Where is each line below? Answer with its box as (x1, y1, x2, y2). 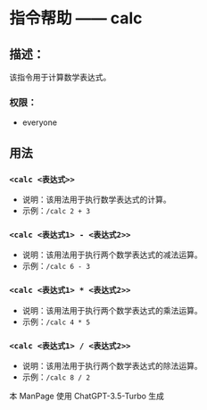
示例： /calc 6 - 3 (21, 261, 91, 272)
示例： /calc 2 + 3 (21, 205, 91, 215)
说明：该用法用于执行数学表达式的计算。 (21, 194, 171, 205)
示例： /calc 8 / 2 (21, 372, 91, 382)
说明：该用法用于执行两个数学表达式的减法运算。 (21, 249, 203, 260)
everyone (21, 117, 58, 128)
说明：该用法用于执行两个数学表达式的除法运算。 (21, 360, 203, 371)
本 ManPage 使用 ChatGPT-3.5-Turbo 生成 (9, 390, 165, 401)
